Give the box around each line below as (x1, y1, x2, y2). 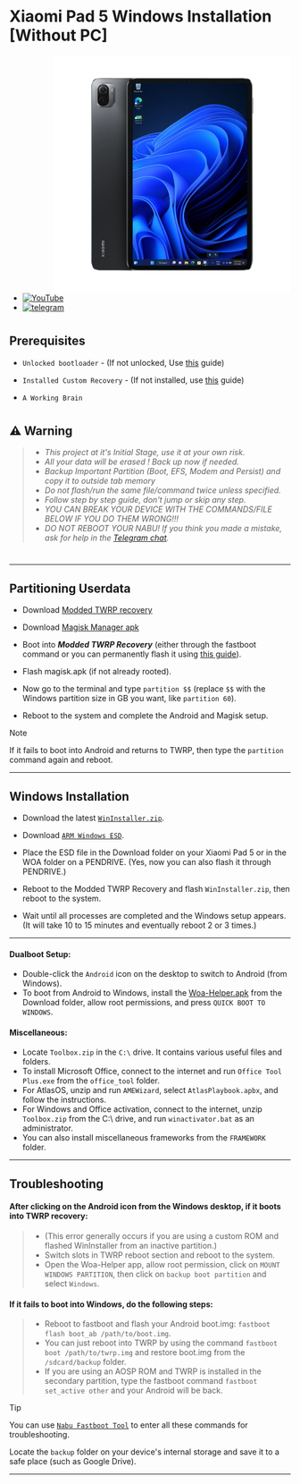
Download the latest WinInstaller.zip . (21, 812, 165, 823)
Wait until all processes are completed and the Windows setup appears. (21, 910, 287, 920)
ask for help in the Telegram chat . (44, 532, 170, 543)
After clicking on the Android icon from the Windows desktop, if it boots (9, 1201, 281, 1212)
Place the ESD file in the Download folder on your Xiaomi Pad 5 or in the (21, 847, 287, 858)
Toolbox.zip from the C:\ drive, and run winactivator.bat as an (21, 1114, 254, 1124)
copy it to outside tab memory (44, 476, 156, 487)
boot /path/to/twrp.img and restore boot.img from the (44, 1347, 246, 1358)
